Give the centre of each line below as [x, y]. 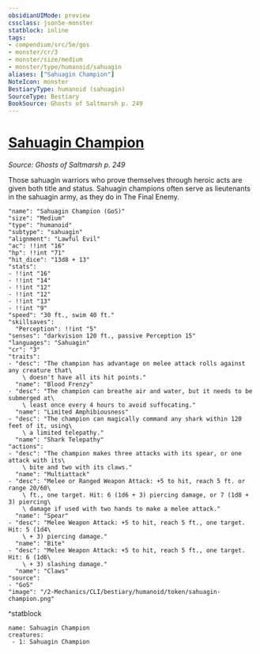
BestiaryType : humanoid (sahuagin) [67, 89]
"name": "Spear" [42, 516]
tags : [17, 38]
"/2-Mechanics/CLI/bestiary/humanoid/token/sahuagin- [130, 592]
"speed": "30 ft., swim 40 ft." [61, 316]
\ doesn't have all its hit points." [85, 378]
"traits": [24, 357]
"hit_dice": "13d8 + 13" [49, 260]
